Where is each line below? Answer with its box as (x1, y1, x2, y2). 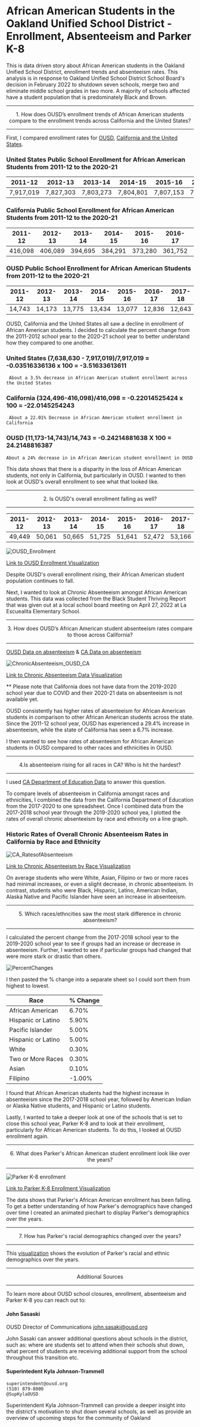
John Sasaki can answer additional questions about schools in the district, (6, 1335, 188, 1342)
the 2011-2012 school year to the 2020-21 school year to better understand (6, 333, 190, 340)
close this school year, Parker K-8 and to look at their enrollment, (6, 1120, 165, 1127)
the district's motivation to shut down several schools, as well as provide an (6, 1408, 192, 1415)
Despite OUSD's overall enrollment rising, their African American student (6, 570, 185, 578)
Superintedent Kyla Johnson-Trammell (6, 1367, 104, 1375)
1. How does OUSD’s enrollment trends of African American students (15, 110, 185, 117)
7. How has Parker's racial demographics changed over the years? (18, 1233, 182, 1240)
